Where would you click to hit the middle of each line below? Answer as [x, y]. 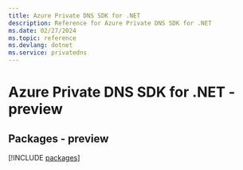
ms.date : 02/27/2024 [43, 30]
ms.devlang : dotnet [41, 45]
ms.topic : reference [43, 38]
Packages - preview [59, 138]
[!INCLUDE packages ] [44, 158]
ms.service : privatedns [48, 53]
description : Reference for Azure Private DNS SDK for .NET [110, 23]
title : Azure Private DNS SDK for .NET [74, 16]
